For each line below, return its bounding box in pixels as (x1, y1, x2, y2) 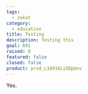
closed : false (6, 59, 42, 65)
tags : (6, 8, 20, 15)
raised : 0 (6, 49, 31, 55)
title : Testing (6, 32, 45, 38)
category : (6, 20, 31, 26)
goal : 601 (6, 43, 31, 49)
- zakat (11, 15, 31, 21)
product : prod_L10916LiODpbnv (6, 65, 83, 72)
